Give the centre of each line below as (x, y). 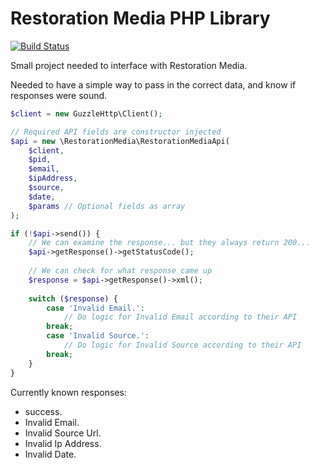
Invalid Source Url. (63, 433)
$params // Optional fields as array (107, 206)
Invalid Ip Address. (63, 443)
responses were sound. (59, 95)
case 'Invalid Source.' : (98, 336)
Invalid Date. (50, 454)
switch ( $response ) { (73, 298)
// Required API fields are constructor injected (116, 132)
